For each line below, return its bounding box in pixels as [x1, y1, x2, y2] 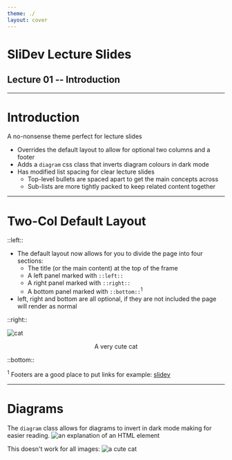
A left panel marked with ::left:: [27, 271, 124, 280]
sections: [17, 257, 43, 265]
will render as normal [17, 302, 77, 311]
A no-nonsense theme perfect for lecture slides [7, 132, 143, 140]
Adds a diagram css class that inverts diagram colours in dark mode [17, 160, 209, 169]
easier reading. [7, 431, 50, 439]
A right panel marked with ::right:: [27, 279, 131, 287]
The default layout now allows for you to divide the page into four [17, 250, 203, 258]
